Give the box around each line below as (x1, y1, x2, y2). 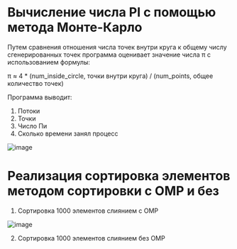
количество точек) (7, 79, 64, 87)
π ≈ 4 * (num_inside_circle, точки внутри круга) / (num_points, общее (7, 72, 214, 80)
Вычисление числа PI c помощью (7, 4, 216, 21)
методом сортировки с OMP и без (7, 183, 220, 199)
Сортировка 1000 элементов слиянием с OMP (17, 206, 159, 215)
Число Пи (17, 121, 48, 130)
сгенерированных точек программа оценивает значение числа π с (7, 50, 211, 59)
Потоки (17, 106, 40, 115)
